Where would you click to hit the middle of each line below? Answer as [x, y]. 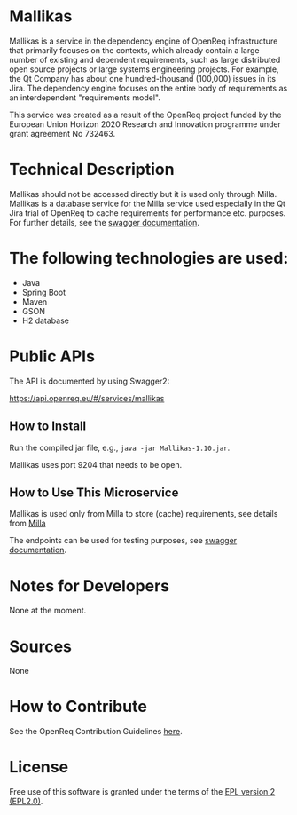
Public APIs [52, 356]
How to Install [48, 427]
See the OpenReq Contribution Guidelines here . [96, 732]
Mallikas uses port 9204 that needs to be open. [96, 464]
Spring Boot [44, 292]
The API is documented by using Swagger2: [90, 381]
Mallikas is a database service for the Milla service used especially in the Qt [148, 203]
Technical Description [92, 170]
